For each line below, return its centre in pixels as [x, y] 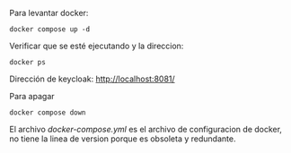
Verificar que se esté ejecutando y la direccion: [97, 46]
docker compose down [48, 113]
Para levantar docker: [49, 13]
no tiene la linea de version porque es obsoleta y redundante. [123, 139]
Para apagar [32, 96]
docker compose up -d [50, 30]
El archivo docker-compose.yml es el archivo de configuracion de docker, [146, 129]
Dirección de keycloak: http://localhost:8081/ [92, 79]
